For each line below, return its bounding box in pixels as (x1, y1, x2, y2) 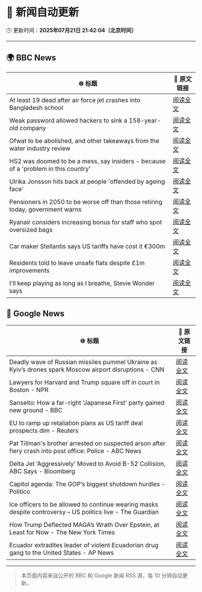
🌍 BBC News (6, 52, 57, 63)
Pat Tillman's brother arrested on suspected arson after (9, 439, 166, 447)
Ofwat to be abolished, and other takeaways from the (9, 136, 159, 145)
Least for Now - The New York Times (9, 528, 115, 537)
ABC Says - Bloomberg (9, 467, 76, 475)
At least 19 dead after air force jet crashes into (9, 96, 141, 104)
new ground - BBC (9, 406, 63, 414)
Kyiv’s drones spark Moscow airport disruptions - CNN (9, 365, 165, 374)
